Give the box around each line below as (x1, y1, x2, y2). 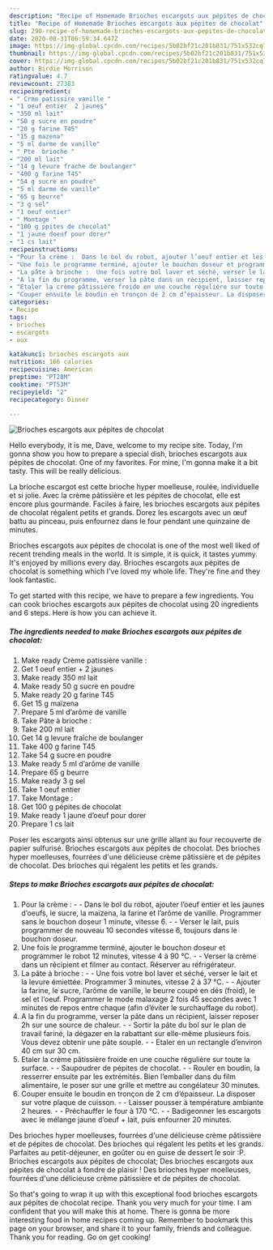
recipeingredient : (9, 87, 71, 96)
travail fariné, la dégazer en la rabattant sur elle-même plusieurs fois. (20, 1029, 252, 1039)
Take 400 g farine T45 (20, 742, 96, 752)
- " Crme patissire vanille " (9, 95, 112, 103)
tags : (9, 313, 28, 321)
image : (9, 42, 32, 50)
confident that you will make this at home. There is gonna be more (9, 1206, 230, 1216)
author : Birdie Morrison (9, 65, 93, 73)
